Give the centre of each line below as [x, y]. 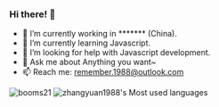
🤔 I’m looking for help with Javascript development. [116, 53]
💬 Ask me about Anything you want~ [89, 62]
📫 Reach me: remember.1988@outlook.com [103, 72]
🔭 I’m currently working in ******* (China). [100, 34]
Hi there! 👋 [32, 14]
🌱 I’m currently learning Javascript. [86, 43]
